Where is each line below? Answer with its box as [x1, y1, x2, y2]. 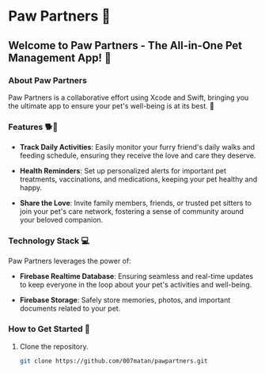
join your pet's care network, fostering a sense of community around [19, 207, 244, 216]
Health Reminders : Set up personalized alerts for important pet [19, 166, 227, 176]
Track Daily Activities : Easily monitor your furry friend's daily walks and [19, 143, 256, 152]
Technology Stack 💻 [8, 235, 89, 246]
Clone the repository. [19, 341, 89, 351]
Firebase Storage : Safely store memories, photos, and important [19, 295, 231, 305]
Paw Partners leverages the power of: [8, 257, 132, 266]
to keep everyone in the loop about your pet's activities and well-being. [19, 280, 252, 290]
